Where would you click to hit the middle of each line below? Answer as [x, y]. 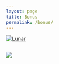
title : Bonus [22, 17]
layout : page [22, 11]
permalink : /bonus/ [30, 22]
